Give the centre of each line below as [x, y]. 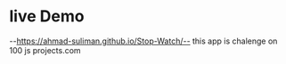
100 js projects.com [45, 50]
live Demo [47, 16]
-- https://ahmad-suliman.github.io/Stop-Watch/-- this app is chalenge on [143, 41]
